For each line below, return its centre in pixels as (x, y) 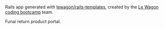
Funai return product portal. (33, 22)
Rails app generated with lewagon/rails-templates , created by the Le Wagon (82, 7)
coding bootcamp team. (29, 12)
